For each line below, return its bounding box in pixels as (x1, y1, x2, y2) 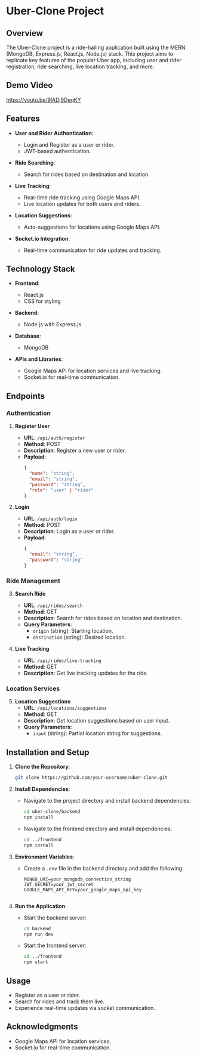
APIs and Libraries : (14, 356, 63, 363)
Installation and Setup (6, 747, 90, 757)
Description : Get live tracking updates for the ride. (23, 669, 148, 677)
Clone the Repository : (14, 763, 70, 770)
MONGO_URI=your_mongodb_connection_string (23, 876, 131, 882)
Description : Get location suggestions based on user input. (23, 717, 170, 724)
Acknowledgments (6, 1022, 79, 1032)
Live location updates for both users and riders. (23, 200, 141, 207)
